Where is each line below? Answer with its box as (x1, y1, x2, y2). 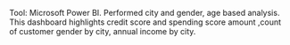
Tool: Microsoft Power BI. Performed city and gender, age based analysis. (9, 8, 280, 18)
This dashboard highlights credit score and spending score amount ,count (9, 17, 282, 27)
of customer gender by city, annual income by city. (9, 26, 196, 36)
